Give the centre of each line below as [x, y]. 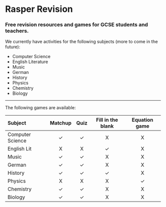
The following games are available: [41, 108]
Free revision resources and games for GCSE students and [77, 25]
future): [13, 47]
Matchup [61, 123]
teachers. [17, 31]
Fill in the [107, 120]
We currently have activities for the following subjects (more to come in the [82, 42]
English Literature [30, 62]
